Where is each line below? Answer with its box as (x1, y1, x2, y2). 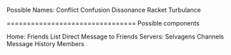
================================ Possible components (6, 19, 200, 27)
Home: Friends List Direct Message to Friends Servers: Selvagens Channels (6, 32, 224, 41)
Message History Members (6, 40, 84, 47)
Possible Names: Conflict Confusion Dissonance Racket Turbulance (6, 6, 202, 14)
